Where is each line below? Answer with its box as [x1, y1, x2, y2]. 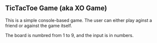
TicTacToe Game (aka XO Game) [5, 4, 107, 12]
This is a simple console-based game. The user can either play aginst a [5, 17, 152, 23]
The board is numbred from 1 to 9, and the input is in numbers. [5, 32, 134, 38]
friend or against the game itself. [5, 22, 72, 28]
